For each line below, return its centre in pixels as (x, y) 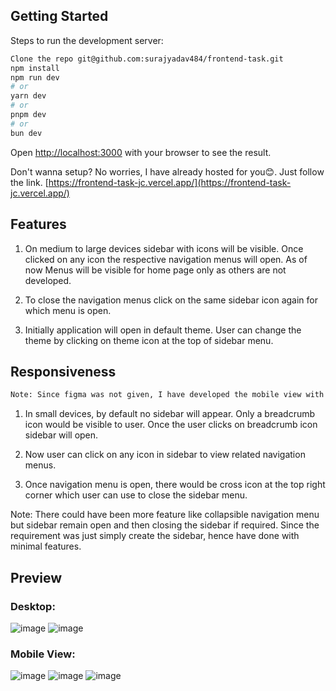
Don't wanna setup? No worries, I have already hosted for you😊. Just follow (167, 171)
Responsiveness (63, 371)
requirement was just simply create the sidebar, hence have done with (155, 536)
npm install (35, 68)
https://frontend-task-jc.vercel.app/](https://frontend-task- (170, 182)
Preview (36, 577)
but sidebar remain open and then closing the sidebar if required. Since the (165, 525)
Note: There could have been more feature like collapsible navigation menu (165, 515)
